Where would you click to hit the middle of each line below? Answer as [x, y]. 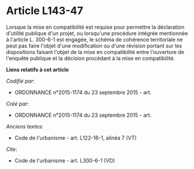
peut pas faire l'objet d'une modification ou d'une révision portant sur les [94, 46]
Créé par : [18, 103]
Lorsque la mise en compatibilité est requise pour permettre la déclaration [95, 27]
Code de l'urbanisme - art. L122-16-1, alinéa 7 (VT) [76, 138]
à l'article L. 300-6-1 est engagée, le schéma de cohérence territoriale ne [95, 39]
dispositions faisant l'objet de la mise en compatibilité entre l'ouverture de [95, 52]
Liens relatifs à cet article [38, 69]
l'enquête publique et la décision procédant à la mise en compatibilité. [91, 58]
